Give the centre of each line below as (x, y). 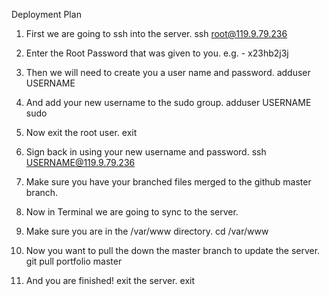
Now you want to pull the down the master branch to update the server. (173, 250)
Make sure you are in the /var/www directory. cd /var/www (147, 231)
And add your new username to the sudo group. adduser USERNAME (168, 102)
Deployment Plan (46, 14)
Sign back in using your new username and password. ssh (146, 152)
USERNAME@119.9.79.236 (80, 162)
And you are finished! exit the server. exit (110, 280)
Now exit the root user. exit (81, 132)
